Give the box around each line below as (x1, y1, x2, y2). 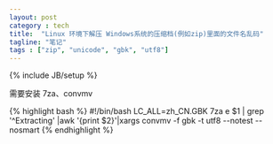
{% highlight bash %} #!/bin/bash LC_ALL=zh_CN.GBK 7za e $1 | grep (9, 106, 265, 117)
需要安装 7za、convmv (9, 88, 93, 99)
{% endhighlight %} (41, 125, 114, 135)
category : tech (9, 21, 69, 30)
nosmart (9, 125, 40, 135)
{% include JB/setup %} (9, 70, 98, 80)
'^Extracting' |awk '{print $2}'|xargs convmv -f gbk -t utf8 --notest (9, 116, 253, 126)
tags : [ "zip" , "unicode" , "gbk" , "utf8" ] (9, 46, 169, 55)
